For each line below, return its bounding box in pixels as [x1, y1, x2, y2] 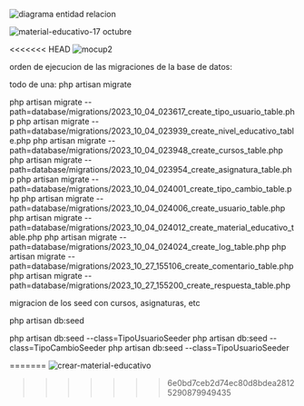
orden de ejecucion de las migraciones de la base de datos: [9, 62, 233, 72]
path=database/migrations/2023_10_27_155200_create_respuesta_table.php [9, 280, 290, 291]
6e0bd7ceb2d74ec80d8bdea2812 [167, 378, 295, 388]
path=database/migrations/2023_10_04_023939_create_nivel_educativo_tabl [9, 125, 295, 136]
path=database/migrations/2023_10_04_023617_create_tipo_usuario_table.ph [9, 106, 295, 117]
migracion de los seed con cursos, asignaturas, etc [9, 298, 201, 308]
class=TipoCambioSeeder [9, 342, 107, 353]
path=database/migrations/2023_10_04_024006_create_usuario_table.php [9, 203, 286, 213]
